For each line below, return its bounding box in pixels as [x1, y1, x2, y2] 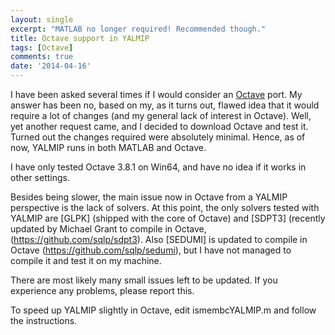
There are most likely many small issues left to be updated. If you [10, 274, 278, 286]
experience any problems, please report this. [10, 285, 195, 296]
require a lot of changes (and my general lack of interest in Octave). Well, [10, 110, 312, 121]
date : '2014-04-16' [10, 61, 92, 71]
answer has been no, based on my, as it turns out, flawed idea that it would [10, 99, 320, 111]
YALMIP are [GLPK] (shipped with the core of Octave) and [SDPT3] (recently [10, 212, 326, 224]
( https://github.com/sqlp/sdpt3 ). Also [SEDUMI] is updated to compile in [10, 234, 308, 245]
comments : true [10, 52, 74, 62]
